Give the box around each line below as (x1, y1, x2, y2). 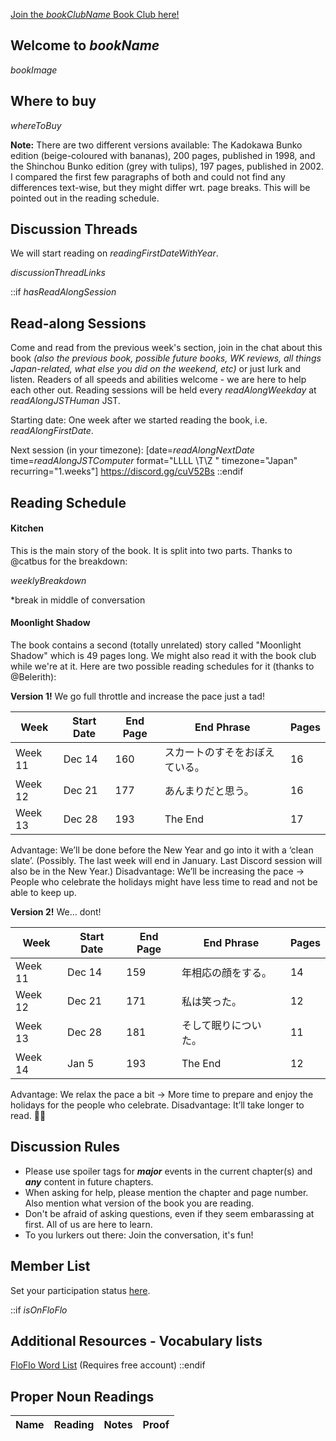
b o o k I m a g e (10, 64, 58, 76)
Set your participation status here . (10, 1284, 151, 1296)
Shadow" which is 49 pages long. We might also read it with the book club (10, 650, 317, 662)
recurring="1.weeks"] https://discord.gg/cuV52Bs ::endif (10, 465, 244, 478)
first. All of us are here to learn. (24, 1218, 153, 1230)
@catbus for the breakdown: (10, 555, 128, 567)
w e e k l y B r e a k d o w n (10, 574, 87, 586)
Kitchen (10, 522, 44, 534)
